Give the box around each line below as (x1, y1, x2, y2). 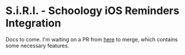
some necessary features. (5, 42, 69, 49)
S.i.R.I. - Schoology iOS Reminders (5, 4, 180, 18)
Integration (5, 16, 62, 30)
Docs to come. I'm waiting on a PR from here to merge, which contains (5, 36, 178, 43)
